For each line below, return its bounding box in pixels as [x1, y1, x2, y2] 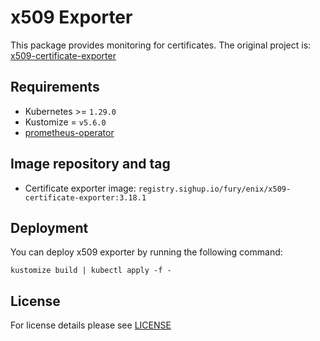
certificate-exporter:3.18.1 [24, 192, 147, 203]
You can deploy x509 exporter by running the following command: [10, 246, 283, 258]
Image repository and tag [10, 156, 171, 173]
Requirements [10, 79, 100, 96]
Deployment [10, 219, 89, 236]
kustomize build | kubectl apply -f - [10, 266, 172, 276]
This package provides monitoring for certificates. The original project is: [10, 39, 312, 51]
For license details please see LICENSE [10, 319, 172, 331]
